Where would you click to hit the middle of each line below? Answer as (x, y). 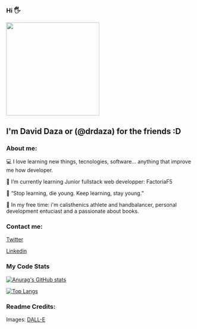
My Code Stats (28, 266)
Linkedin (17, 251)
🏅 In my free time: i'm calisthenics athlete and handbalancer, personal (92, 204)
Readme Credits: (31, 306)
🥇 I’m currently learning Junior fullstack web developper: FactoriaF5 (89, 181)
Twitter (15, 240)
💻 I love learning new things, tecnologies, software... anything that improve (99, 162)
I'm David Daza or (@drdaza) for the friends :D (94, 131)
